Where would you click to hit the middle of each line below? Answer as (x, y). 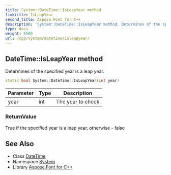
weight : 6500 (19, 34)
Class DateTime (29, 156)
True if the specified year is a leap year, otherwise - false (65, 128)
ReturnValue (21, 116)
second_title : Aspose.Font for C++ (43, 19)
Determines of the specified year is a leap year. (55, 71)
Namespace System (34, 161)
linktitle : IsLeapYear (29, 15)
